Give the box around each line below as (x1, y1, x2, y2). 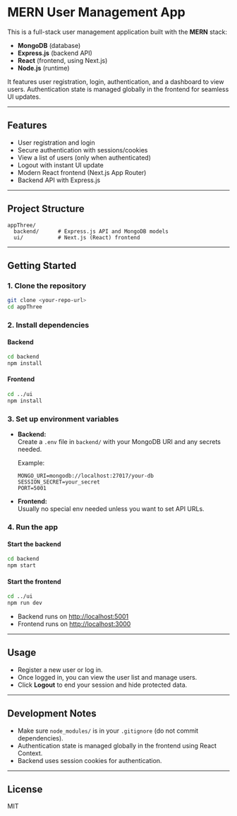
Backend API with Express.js (17, 176, 101, 184)
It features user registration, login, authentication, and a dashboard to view (7, 77, 224, 85)
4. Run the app (7, 522, 59, 532)
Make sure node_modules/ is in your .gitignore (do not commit (17, 726, 199, 735)
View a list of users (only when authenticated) (17, 153, 152, 162)
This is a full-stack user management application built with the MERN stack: (7, 28, 228, 36)
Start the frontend (7, 577, 61, 586)
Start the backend (7, 539, 61, 548)
